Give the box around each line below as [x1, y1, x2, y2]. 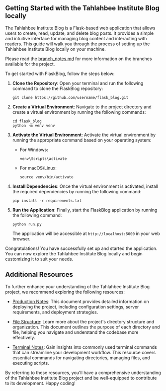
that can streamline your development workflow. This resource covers [12, 349, 156, 355]
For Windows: [19, 147, 48, 153]
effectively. [12, 334, 35, 340]
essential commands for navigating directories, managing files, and [12, 355, 150, 361]
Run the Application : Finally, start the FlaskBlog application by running [12, 207, 158, 213]
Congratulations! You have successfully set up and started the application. [5, 245, 158, 251]
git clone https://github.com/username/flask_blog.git [12, 95, 129, 100]
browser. [12, 235, 31, 241]
